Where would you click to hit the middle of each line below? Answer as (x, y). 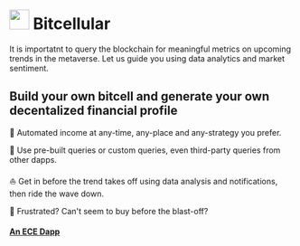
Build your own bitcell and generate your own (139, 96)
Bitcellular (72, 24)
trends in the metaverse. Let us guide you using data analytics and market (147, 58)
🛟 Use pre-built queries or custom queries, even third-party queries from (145, 150)
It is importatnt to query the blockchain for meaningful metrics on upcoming (150, 49)
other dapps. (33, 159)
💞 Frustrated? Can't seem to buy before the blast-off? (109, 211)
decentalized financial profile (94, 111)
